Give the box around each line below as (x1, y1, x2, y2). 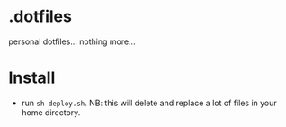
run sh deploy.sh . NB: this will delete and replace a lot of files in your (21, 97, 278, 108)
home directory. (21, 106, 81, 118)
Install (8, 68, 56, 88)
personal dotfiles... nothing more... (8, 36, 136, 47)
